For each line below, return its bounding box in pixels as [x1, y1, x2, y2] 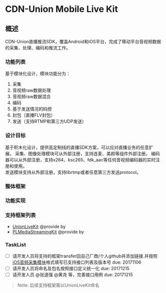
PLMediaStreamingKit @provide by [12, 228, 84, 234]
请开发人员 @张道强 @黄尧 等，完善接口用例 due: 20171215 [12, 272, 133, 278]
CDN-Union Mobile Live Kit [5, 3, 118, 15]
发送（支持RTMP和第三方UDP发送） [12, 118, 86, 125]
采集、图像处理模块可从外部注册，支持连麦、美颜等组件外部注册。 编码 [14, 150, 160, 156]
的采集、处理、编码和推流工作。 [5, 45, 71, 51]
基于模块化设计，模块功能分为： [5, 71, 71, 76]
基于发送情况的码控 [12, 106, 52, 112]
